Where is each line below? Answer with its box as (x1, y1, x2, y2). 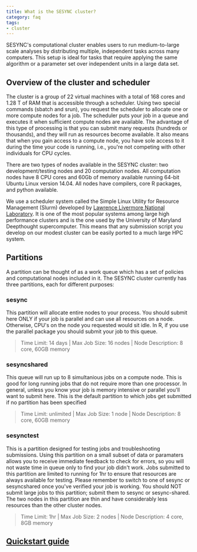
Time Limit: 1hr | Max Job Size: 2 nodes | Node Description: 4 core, (20, 513, 184, 520)
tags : (6, 20, 19, 25)
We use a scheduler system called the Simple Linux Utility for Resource (6, 198, 179, 205)
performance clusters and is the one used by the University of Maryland (6, 217, 182, 224)
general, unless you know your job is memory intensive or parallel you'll (6, 386, 180, 393)
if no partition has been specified (6, 399, 87, 406)
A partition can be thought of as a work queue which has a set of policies (6, 268, 184, 275)
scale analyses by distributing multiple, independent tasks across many (6, 48, 180, 55)
